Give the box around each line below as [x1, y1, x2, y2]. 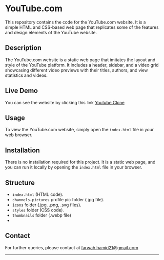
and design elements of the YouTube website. [5, 29, 97, 35]
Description [5, 44, 41, 52]
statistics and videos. [5, 72, 48, 78]
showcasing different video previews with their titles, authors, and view [5, 67, 148, 73]
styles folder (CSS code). [12, 207, 64, 213]
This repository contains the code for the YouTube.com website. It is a [5, 19, 146, 25]
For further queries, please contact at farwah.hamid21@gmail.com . [5, 244, 140, 250]
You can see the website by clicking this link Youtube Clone [5, 99, 125, 105]
